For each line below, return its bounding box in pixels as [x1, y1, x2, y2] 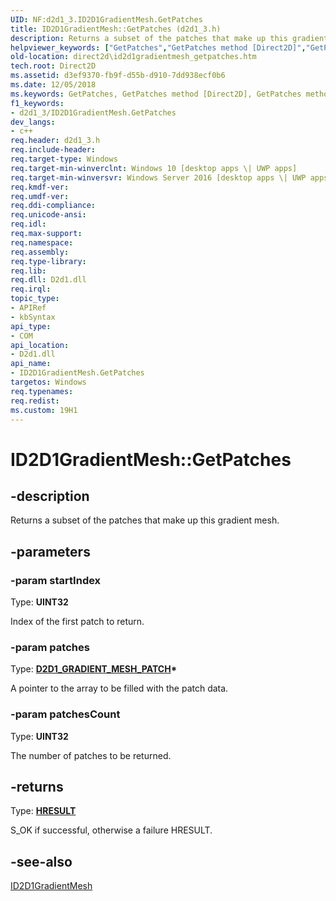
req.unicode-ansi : [10, 210, 87, 220]
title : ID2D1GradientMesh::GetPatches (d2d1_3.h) [10, 24, 222, 34]
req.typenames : [10, 386, 74, 396]
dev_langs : [10, 117, 56, 127]
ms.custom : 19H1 [10, 405, 78, 415]
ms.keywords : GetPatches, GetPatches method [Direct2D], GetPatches [10, 89, 302, 99]
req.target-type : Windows [10, 154, 118, 164]
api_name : [10, 359, 52, 369]
